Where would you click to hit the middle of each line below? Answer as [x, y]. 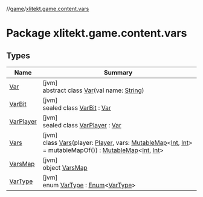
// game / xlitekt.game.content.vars [48, 9]
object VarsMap [65, 168]
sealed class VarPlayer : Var [82, 125]
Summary [118, 72]
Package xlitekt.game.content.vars [97, 33]
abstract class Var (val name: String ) [93, 90]
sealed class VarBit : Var [77, 108]
